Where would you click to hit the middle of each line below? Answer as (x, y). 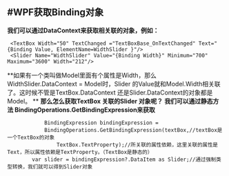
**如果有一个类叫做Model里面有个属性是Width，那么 (82, 75)
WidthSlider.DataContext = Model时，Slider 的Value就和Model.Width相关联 (114, 84)
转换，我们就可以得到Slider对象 (52, 167)
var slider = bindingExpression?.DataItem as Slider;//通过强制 (124, 159)
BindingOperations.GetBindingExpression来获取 (85, 110)
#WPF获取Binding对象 (56, 12)
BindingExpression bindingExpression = (101, 123)
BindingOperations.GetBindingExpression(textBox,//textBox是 (133, 130)
